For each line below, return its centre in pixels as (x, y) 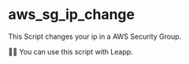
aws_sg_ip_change (72, 15)
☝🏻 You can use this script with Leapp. (71, 51)
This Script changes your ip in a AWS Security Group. (95, 36)
